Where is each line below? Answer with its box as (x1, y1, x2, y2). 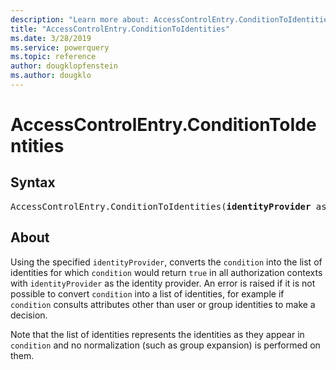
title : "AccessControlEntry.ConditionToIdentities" (10, 24, 230, 34)
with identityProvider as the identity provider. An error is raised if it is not (10, 277, 316, 289)
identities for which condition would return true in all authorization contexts (10, 266, 323, 278)
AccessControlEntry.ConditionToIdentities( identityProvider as (10, 201, 327, 212)
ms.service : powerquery (10, 42, 110, 53)
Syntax (10, 174, 56, 191)
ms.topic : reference (10, 52, 97, 62)
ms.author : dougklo (10, 71, 92, 81)
